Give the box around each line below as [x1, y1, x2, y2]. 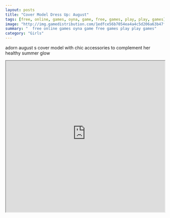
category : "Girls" [5, 31, 44, 36]
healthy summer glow [5, 50, 50, 56]
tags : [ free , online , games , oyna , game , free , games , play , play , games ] [5, 17, 166, 22]
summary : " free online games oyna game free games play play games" [5, 26, 157, 31]
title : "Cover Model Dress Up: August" [5, 12, 89, 17]
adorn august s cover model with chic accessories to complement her [5, 45, 150, 50]
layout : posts [5, 7, 35, 13]
